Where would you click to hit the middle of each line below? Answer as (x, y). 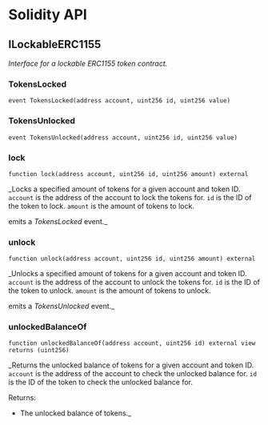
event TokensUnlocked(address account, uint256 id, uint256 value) (123, 138)
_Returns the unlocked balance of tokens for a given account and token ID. (131, 365)
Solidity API (48, 15)
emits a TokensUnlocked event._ (62, 307)
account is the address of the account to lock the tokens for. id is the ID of (130, 197)
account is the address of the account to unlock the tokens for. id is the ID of (134, 283)
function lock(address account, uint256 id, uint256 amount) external (128, 174)
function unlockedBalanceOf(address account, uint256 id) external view (132, 343)
